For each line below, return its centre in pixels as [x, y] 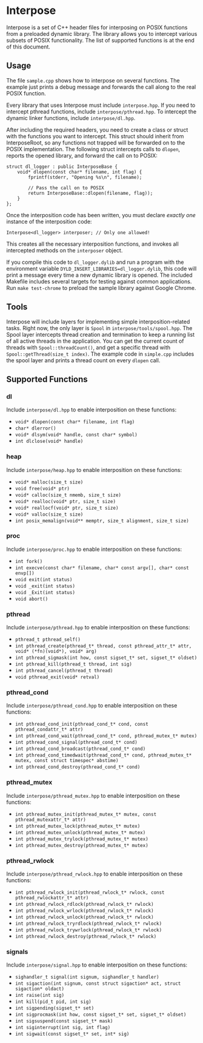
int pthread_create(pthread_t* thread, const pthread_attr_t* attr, [103, 646]
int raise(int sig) [40, 996]
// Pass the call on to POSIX [66, 188]
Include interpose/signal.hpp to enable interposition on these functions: [97, 965]
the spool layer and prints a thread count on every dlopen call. [83, 360]
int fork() [29, 561]
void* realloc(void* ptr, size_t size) [65, 501]
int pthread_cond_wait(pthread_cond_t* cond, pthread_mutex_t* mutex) [106, 736]
